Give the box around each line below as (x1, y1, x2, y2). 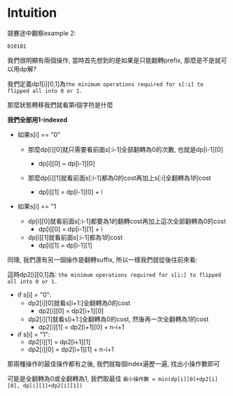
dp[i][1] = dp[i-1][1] (38, 241, 92, 249)
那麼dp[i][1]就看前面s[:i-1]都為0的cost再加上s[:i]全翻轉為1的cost (27, 174, 211, 182)
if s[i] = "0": (17, 290, 52, 299)
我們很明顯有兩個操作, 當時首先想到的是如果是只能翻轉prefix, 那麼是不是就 (7, 56, 221, 64)
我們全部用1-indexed (7, 115, 68, 124)
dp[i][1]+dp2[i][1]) (22, 382, 83, 389)
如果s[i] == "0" (17, 130, 61, 139)
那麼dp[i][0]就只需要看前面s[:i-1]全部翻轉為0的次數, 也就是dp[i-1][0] (27, 145, 224, 153)
